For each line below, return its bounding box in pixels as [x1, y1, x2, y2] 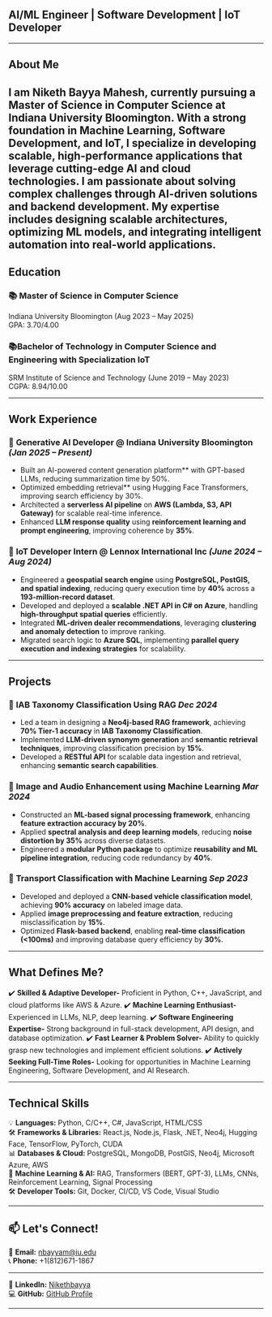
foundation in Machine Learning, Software [8, 123, 226, 137]
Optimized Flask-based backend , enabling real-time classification [19, 926, 245, 935]
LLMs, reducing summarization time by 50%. [19, 474, 170, 484]
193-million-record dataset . [19, 592, 115, 602]
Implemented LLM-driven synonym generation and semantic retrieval [19, 735, 258, 745]
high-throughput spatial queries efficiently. [19, 609, 168, 619]
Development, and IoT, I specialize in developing [8, 136, 257, 150]
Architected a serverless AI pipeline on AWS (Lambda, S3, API [19, 500, 232, 510]
